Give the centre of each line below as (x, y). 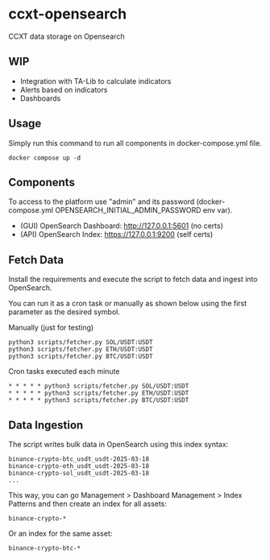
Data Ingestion (46, 425)
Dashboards (40, 98)
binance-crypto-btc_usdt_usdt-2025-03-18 (79, 459)
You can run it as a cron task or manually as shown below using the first (128, 304)
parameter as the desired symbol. (64, 312)
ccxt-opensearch (68, 14)
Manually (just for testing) (51, 328)
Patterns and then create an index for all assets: (88, 504)
